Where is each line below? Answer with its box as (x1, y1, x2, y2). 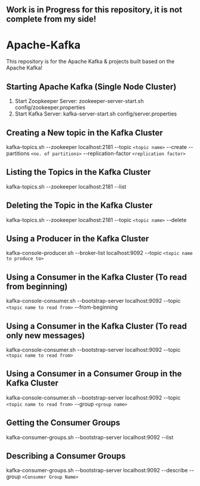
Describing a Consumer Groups (6, 451, 126, 461)
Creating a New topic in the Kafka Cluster (6, 127, 163, 138)
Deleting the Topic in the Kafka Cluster (6, 201, 153, 211)
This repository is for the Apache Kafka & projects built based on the (6, 58, 175, 65)
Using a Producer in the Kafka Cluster (6, 233, 149, 244)
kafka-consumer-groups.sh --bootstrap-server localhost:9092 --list (6, 433, 174, 441)
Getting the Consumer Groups (6, 418, 121, 428)
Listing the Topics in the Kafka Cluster (6, 167, 151, 177)
